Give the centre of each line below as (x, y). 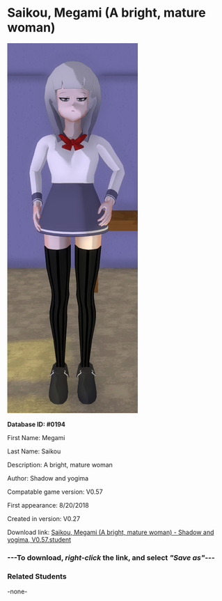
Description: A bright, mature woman (60, 465)
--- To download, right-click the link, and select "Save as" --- (111, 557)
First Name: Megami (36, 437)
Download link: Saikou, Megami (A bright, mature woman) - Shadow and (111, 532)
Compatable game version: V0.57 (55, 492)
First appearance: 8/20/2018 (48, 505)
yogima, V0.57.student (39, 539)
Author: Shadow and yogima (48, 478)
